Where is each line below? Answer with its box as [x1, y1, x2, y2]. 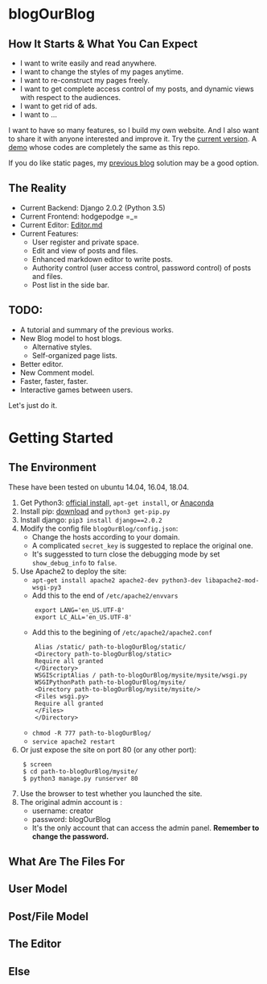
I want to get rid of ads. [19, 102, 98, 110]
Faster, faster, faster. [19, 376, 88, 386]
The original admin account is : [19, 797, 123, 807]
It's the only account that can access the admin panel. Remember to [31, 823, 260, 832]
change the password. [31, 832, 109, 841]
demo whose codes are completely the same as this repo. [8, 143, 200, 152]
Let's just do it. [8, 400, 58, 410]
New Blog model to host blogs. [19, 333, 122, 343]
